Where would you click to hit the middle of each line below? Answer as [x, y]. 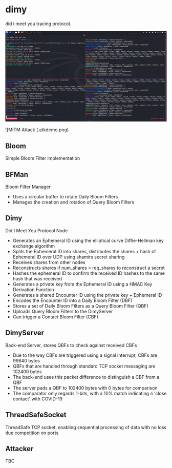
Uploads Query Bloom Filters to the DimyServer [63, 311]
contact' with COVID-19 [38, 399]
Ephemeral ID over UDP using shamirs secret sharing [69, 257]
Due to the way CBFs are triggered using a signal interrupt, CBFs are [85, 355]
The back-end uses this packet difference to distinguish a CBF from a [86, 377]
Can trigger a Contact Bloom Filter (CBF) [56, 317]
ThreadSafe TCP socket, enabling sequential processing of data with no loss [86, 427]
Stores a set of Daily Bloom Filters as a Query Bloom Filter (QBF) [80, 306]
